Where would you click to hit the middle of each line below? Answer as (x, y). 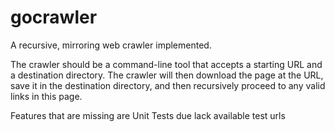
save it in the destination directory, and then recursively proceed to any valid (168, 85)
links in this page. (46, 96)
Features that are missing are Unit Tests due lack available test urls (148, 115)
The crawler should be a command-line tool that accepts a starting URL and (166, 64)
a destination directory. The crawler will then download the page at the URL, (167, 75)
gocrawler (54, 17)
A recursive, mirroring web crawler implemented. (111, 45)
